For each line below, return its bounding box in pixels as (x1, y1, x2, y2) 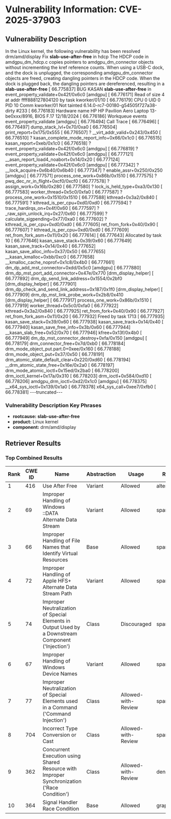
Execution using (42, 752, 81, 759)
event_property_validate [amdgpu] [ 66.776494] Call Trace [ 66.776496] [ (5, 119, 159, 124)
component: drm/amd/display (12, 424, 76, 430)
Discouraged (120, 620, 152, 627)
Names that (42, 543, 70, 551)
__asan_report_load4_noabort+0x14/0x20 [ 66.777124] (5, 156, 120, 162)
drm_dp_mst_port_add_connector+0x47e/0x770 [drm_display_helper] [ (5, 270, 154, 276)
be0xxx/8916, (5, 113, 34, 119)
